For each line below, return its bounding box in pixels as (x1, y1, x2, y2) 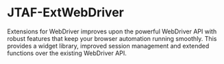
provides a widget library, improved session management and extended (7, 42, 210, 50)
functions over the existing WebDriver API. (7, 49, 127, 57)
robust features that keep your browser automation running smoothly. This (7, 34, 217, 42)
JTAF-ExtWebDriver (7, 5, 125, 20)
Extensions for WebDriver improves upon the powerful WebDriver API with (7, 27, 217, 35)
